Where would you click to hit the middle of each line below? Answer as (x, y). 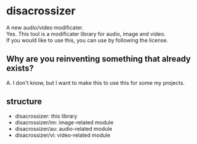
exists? (20, 68)
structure (24, 102)
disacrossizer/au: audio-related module (63, 128)
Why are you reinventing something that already (98, 59)
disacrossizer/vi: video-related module (62, 135)
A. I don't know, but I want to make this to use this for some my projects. (95, 82)
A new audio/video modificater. (45, 27)
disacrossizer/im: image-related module (64, 122)
